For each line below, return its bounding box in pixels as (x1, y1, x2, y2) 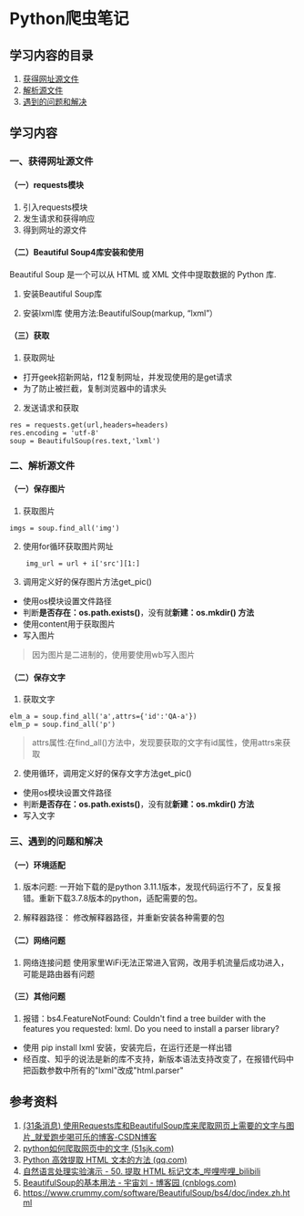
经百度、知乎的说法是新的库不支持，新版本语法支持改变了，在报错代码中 (22, 1053, 294, 1064)
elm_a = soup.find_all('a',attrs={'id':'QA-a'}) (9, 712, 198, 722)
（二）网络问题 (9, 934, 66, 945)
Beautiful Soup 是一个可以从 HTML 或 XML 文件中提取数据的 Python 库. (9, 268, 277, 279)
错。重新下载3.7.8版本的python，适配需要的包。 (22, 893, 203, 904)
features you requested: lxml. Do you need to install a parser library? (22, 1023, 279, 1034)
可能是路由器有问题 (22, 968, 96, 979)
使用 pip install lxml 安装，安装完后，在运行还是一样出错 (22, 1042, 233, 1053)
